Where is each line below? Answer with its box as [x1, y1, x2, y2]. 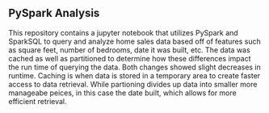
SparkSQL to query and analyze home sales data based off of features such [8, 36, 261, 46]
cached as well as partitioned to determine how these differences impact [8, 53, 251, 63]
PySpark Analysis [8, 6, 100, 20]
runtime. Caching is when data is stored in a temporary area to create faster [8, 70, 261, 80]
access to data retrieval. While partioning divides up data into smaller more [8, 79, 258, 89]
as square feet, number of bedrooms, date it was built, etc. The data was [8, 44, 250, 55]
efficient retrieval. [8, 96, 67, 106]
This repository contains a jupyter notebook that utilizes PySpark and [8, 27, 238, 37]
